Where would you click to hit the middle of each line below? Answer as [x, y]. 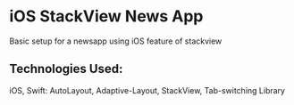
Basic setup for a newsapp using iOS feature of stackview [116, 41]
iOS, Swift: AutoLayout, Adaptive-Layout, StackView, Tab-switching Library [147, 90]
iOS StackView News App [106, 16]
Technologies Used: [66, 69]
